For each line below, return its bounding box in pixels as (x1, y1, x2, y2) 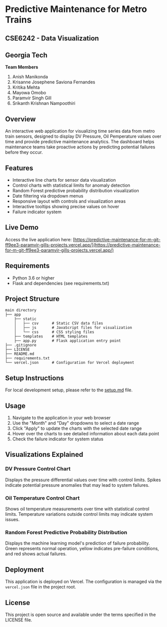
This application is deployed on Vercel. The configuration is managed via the (5, 579, 162, 585)
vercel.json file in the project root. (5, 584, 76, 590)
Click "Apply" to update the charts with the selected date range (12, 425, 142, 431)
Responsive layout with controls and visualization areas (12, 198, 126, 204)
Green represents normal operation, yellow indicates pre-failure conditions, (5, 546, 159, 552)
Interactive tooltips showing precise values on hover (12, 204, 119, 210)
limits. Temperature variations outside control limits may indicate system (5, 511, 153, 517)
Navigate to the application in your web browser (12, 415, 111, 421)
